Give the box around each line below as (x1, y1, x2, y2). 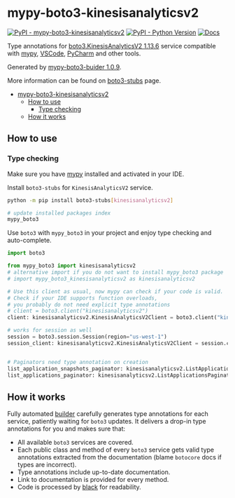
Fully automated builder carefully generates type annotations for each (7, 410, 208, 418)
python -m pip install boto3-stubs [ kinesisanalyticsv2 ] (7, 196, 173, 204)
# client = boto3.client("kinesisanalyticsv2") (7, 307, 149, 315)
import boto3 (7, 250, 45, 257)
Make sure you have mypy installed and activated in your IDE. (7, 170, 185, 178)
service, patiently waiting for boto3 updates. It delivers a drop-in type (7, 417, 206, 426)
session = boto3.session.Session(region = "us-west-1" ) (7, 333, 168, 340)
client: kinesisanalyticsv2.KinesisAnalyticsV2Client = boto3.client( (7, 314, 218, 321)
